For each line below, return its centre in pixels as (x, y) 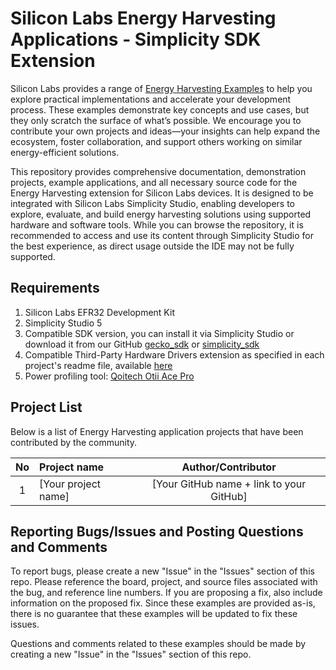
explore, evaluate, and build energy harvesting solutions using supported (161, 214)
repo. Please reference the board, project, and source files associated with (164, 582)
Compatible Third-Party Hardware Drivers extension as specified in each (174, 354)
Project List (46, 407)
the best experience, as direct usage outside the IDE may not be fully (152, 246)
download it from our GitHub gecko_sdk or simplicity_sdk (142, 344)
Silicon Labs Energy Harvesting (143, 18)
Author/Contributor (229, 467)
